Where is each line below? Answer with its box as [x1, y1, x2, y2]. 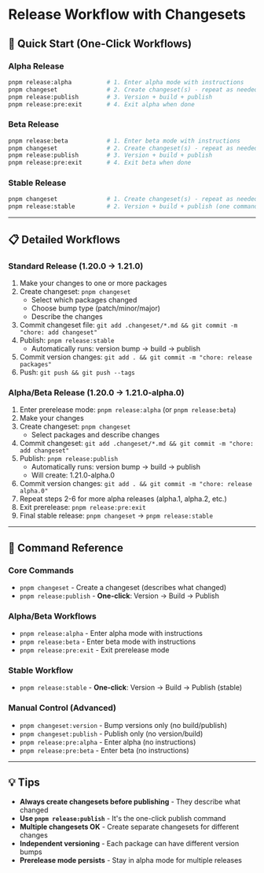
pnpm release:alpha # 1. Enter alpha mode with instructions [8, 78, 244, 86]
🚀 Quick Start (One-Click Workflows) [8, 37, 192, 50]
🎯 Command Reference [8, 541, 123, 555]
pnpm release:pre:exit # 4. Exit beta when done [8, 159, 192, 167]
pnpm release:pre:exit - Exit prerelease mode [19, 645, 170, 655]
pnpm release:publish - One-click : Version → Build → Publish [19, 591, 220, 600]
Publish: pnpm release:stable [19, 335, 115, 344]
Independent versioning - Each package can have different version [19, 838, 240, 848]
